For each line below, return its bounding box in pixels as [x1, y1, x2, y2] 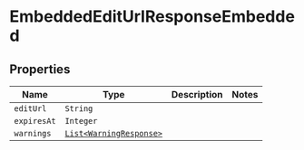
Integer [64, 116, 98, 126]
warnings [14, 128, 52, 138]
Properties [9, 61, 71, 77]
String [64, 104, 93, 114]
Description [171, 89, 223, 100]
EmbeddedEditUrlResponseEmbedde [9, 6, 295, 27]
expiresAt [14, 116, 56, 126]
